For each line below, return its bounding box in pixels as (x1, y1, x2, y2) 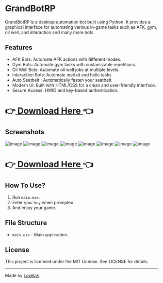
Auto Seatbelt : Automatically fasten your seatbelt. (12, 77, 113, 83)
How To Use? (5, 181, 46, 190)
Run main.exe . (12, 194, 40, 200)
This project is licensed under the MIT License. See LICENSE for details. (5, 259, 149, 265)
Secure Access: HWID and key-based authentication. (12, 87, 119, 93)
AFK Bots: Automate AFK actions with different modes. (12, 56, 121, 62)
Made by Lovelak (5, 273, 40, 279)
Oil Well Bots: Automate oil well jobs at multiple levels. (12, 67, 120, 72)
